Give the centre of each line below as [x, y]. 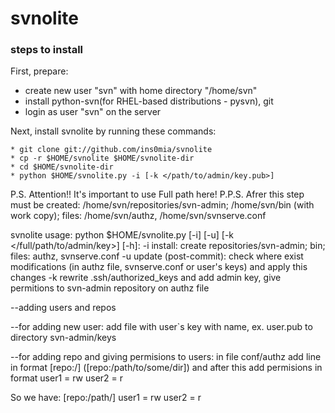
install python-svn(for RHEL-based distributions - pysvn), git [149, 101]
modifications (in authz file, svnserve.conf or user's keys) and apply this [159, 267]
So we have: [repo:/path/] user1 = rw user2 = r [106, 398]
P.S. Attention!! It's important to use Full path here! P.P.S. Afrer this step [157, 194]
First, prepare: [39, 71]
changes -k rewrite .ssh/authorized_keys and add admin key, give [146, 278]
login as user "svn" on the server [93, 112]
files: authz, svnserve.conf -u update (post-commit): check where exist [157, 256]
